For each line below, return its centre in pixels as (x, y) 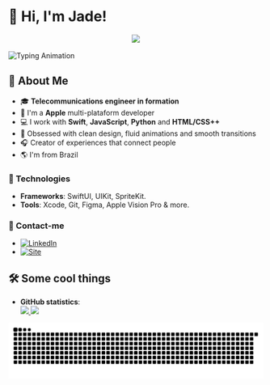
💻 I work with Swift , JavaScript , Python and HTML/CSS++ (120, 121)
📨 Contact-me (36, 226)
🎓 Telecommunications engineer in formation (99, 101)
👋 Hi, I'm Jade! (58, 17)
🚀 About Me (38, 81)
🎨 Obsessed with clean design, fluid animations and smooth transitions (138, 133)
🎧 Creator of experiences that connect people (98, 142)
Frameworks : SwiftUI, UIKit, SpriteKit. (83, 197)
